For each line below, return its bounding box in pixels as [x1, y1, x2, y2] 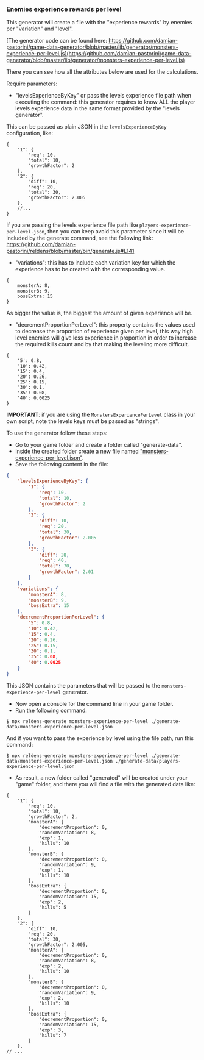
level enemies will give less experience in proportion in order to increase [15, 334, 197, 341]
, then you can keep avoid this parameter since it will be [44, 228, 185, 235]
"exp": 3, [38, 1026, 64, 1033]
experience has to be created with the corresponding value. [15, 266, 166, 273]
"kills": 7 [38, 1032, 67, 1038]
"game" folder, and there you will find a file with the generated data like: [15, 780, 195, 788]
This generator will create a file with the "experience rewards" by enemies [6, 19, 192, 26]
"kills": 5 [38, 904, 67, 910]
